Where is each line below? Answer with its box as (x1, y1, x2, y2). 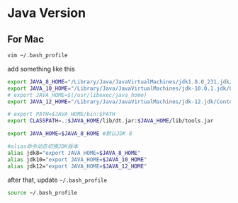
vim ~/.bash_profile (7, 52, 69, 59)
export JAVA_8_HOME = (7, 78, 69, 86)
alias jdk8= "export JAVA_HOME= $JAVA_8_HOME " (7, 149, 141, 156)
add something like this (7, 64, 76, 73)
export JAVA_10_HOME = (7, 85, 72, 92)
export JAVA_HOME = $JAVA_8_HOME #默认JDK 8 (7, 130, 132, 137)
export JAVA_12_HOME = (7, 98, 72, 105)
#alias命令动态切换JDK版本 (7, 143, 79, 150)
